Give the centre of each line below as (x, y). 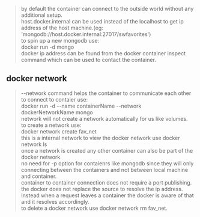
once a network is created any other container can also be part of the (107, 150)
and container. (39, 176)
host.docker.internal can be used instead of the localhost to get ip (102, 21)
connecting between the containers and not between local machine (104, 170)
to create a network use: (51, 125)
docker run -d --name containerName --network (81, 106)
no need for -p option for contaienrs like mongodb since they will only (107, 163)
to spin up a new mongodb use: (60, 41)
